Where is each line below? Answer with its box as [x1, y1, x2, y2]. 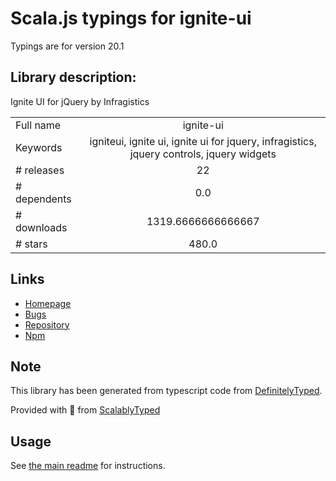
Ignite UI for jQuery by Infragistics [10, 95, 150, 107]
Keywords [15, 140, 63, 154]
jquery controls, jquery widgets [129, 147, 277, 161]
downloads [15, 220, 68, 234]
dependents [15, 192, 72, 206]
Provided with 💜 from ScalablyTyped [10, 404, 161, 416]
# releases [15, 163, 65, 177]
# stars [15, 237, 48, 251]
